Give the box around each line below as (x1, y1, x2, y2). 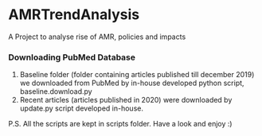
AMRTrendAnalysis (8, 6, 140, 24)
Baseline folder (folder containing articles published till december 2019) (19, 70, 255, 80)
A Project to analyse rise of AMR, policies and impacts (8, 32, 186, 41)
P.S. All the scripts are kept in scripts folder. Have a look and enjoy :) (8, 119, 233, 129)
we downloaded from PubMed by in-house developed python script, (19, 78, 244, 88)
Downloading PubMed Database (8, 52, 136, 63)
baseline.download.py (19, 87, 93, 96)
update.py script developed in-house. (19, 103, 143, 113)
